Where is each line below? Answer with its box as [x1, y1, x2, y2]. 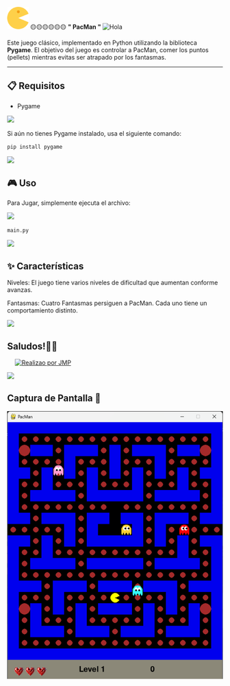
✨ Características [7, 260, 84, 272]
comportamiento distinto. [7, 306, 78, 315]
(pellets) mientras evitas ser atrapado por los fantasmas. [7, 53, 166, 61]
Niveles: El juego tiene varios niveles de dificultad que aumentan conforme [7, 278, 218, 287]
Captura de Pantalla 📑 [7, 393, 101, 404]
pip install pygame [7, 143, 63, 150]
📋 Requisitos [7, 80, 65, 92]
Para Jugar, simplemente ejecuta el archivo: [7, 199, 131, 207]
